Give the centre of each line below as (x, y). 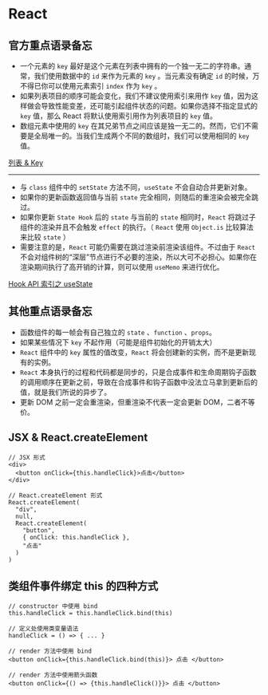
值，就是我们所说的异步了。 (65, 392)
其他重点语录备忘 (50, 312)
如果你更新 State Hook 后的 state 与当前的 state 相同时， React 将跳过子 (138, 217)
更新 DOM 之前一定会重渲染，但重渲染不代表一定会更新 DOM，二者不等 (137, 402)
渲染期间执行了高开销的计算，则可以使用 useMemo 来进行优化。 (122, 267)
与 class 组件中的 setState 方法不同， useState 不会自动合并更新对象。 (136, 187)
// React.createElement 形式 (55, 496)
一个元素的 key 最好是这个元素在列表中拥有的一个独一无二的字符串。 (132, 66)
